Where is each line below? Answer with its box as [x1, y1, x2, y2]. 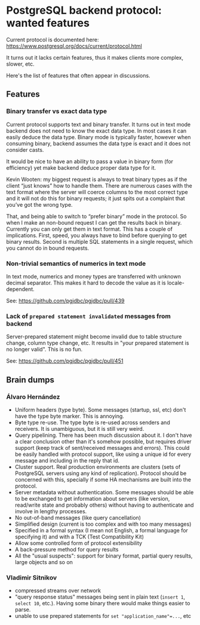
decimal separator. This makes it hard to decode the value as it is [6, 279, 166, 286]
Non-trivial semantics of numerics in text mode [6, 259, 146, 268]
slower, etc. [6, 60, 35, 68]
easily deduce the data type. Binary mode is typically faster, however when [6, 133, 191, 140]
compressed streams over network [14, 587, 101, 595]
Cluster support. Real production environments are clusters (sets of [14, 463, 181, 470]
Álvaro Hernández [6, 393, 60, 401]
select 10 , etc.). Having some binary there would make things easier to [14, 600, 190, 607]
